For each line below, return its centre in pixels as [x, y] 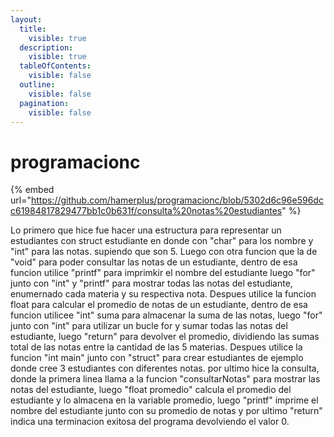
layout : [26, 19]
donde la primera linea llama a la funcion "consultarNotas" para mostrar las [165, 379]
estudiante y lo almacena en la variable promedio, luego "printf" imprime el [164, 400]
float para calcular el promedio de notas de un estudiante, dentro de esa [159, 305]
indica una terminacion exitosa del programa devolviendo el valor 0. [150, 422]
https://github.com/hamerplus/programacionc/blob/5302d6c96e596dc [177, 200]
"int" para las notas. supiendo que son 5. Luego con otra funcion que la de [164, 252]
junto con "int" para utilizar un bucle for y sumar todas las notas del [149, 326]
